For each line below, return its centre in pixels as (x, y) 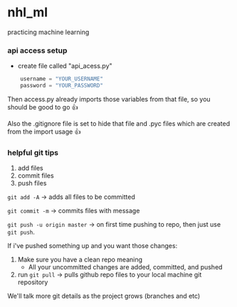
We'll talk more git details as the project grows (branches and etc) (104, 296)
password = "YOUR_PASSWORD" (62, 86)
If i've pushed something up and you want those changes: (93, 246)
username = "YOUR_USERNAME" (62, 79)
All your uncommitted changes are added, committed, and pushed (125, 267)
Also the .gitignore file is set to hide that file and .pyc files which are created (119, 123)
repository (33, 282)
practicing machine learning (48, 32)
